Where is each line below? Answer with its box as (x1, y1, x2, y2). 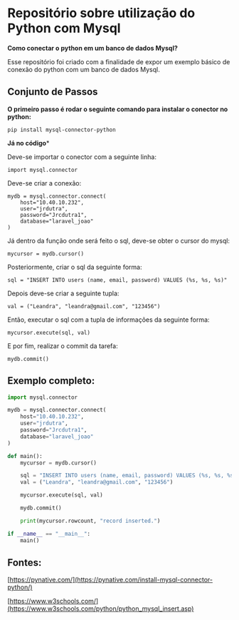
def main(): (7, 452, 43, 459)
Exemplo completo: (7, 375, 95, 387)
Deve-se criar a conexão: (7, 178, 82, 187)
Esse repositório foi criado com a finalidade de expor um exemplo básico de (7, 57, 230, 66)
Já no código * (7, 138, 50, 147)
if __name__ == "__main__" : (7, 530, 91, 537)
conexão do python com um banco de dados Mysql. (7, 65, 160, 73)
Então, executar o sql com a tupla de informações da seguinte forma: (7, 315, 210, 324)
